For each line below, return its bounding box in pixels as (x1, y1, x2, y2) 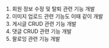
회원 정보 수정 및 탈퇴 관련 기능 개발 (11, 5, 95, 12)
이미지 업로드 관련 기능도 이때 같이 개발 (11, 13, 104, 20)
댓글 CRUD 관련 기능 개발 (11, 28, 72, 35)
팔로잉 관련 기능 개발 (11, 35, 60, 42)
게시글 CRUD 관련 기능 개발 (11, 20, 77, 27)
